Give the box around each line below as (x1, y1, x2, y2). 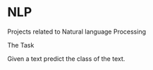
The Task (7, 41, 35, 49)
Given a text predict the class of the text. (7, 54, 126, 63)
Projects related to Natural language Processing (7, 27, 147, 36)
